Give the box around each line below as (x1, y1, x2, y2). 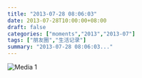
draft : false (7, 23, 46, 30)
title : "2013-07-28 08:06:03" (7, 10, 98, 18)
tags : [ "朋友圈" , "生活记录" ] (7, 37, 87, 44)
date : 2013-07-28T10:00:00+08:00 (7, 17, 107, 24)
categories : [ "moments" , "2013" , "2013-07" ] (7, 30, 136, 38)
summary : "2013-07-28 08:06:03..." (7, 43, 113, 50)
